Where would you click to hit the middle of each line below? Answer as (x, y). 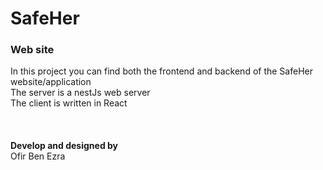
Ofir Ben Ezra (38, 156)
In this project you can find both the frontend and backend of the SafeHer (161, 71)
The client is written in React (69, 103)
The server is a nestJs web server (80, 93)
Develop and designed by (64, 146)
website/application (51, 82)
